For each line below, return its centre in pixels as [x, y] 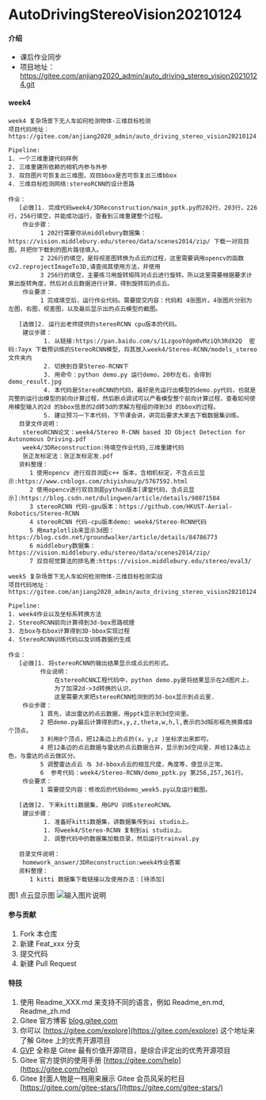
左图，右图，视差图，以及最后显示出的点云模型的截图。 [85, 309]
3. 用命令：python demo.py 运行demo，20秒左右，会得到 [127, 374]
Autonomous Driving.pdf [47, 439]
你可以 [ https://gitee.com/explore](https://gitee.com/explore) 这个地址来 [137, 1030]
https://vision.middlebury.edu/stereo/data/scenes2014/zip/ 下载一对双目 [129, 241]
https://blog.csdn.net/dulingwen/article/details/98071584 [120, 498]
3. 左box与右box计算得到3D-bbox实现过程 [69, 631]
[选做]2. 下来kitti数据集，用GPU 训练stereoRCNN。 [97, 805]
